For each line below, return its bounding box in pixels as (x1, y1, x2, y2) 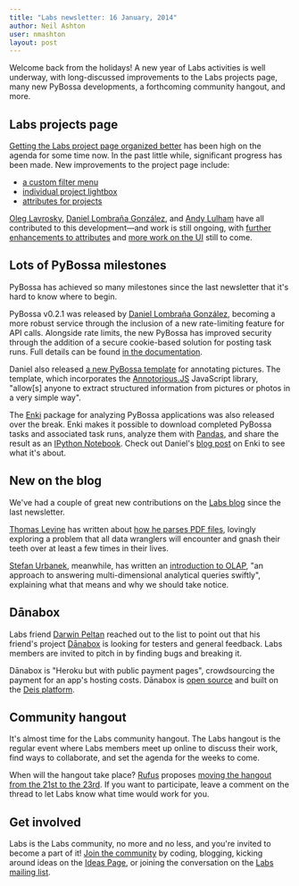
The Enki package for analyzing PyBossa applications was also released (9, 409, 275, 420)
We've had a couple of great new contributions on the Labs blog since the (9, 497, 281, 507)
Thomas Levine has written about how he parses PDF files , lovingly (9, 523, 256, 534)
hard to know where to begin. (9, 291, 118, 302)
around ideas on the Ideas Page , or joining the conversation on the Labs (9, 857, 274, 868)
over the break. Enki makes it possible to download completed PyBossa (9, 419, 272, 430)
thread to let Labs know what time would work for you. (9, 789, 210, 799)
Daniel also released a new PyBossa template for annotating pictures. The (9, 364, 281, 374)
